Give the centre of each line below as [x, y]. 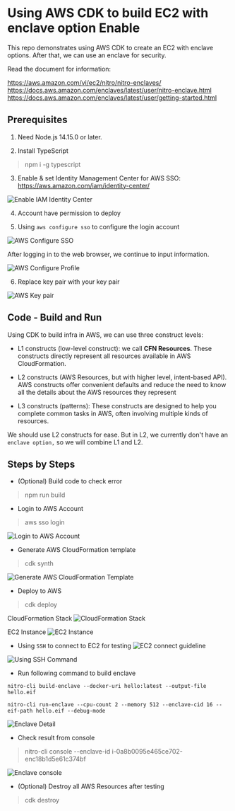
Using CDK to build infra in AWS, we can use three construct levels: [105, 335]
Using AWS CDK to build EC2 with [108, 13]
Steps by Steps [41, 464]
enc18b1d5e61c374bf [55, 759]
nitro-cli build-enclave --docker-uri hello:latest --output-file [107, 686]
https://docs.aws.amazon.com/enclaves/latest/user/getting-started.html [112, 98]
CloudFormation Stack [40, 619]
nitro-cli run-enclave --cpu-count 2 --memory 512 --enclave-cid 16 [110, 705]
